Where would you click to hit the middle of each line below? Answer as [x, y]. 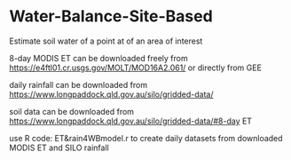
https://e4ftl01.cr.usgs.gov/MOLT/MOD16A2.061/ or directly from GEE [135, 68]
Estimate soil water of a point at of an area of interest [106, 41]
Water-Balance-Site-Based [111, 16]
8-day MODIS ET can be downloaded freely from [98, 58]
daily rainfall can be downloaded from [79, 84]
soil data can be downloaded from [72, 111]
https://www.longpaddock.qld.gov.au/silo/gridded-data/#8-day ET [131, 121]
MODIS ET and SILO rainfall [59, 148]
